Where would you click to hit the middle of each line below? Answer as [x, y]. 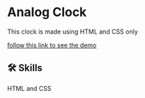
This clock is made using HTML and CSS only [72, 31]
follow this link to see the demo [52, 45]
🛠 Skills [25, 68]
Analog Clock [47, 12]
